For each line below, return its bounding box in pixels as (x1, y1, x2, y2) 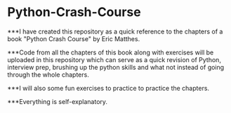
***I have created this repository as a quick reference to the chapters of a (7, 27, 223, 36)
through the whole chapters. (7, 70, 89, 79)
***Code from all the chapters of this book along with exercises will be (7, 48, 214, 56)
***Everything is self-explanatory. (7, 97, 107, 105)
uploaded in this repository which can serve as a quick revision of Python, (7, 55, 221, 63)
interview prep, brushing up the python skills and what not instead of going (7, 63, 225, 71)
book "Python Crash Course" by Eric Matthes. (7, 34, 140, 43)
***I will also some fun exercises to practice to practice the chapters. (7, 84, 209, 92)
